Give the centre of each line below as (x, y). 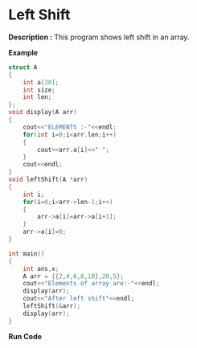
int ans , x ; (41, 268)
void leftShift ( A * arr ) (48, 180)
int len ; (37, 97)
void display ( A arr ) (43, 113)
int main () (27, 254)
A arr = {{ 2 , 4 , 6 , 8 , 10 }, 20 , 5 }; (74, 276)
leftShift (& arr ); (52, 306)
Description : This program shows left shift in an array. (99, 37)
